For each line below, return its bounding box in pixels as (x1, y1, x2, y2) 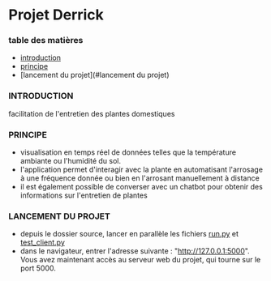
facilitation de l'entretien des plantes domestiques (8, 109, 175, 118)
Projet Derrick (8, 6, 104, 24)
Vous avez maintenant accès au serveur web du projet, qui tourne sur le (19, 255, 261, 265)
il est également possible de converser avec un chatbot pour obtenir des (19, 182, 264, 192)
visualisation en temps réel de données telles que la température (19, 147, 237, 157)
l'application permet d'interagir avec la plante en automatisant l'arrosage (19, 164, 264, 175)
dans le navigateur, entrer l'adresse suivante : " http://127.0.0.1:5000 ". (19, 246, 250, 256)
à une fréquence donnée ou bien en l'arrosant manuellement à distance (19, 173, 260, 183)
